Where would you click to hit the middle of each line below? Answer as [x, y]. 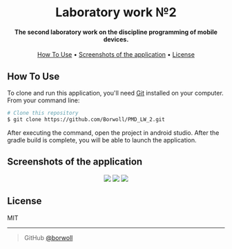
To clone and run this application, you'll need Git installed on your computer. [116, 93]
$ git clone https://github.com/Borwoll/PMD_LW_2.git [86, 120]
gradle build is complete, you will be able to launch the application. [102, 140]
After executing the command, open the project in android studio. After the [113, 132]
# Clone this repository [43, 113]
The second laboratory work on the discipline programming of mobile [116, 32]
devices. [116, 39]
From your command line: [43, 100]
